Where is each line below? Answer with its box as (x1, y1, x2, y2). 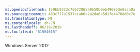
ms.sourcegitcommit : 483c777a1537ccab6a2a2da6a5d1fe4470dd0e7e (5, 12, 136, 16)
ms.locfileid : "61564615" (5, 29, 57, 34)
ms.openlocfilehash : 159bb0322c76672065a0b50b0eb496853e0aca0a (5, 7, 136, 12)
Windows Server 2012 (5, 43, 49, 48)
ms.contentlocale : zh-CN (5, 20, 55, 26)
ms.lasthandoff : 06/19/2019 (5, 25, 62, 30)
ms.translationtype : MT (5, 16, 53, 21)
